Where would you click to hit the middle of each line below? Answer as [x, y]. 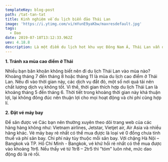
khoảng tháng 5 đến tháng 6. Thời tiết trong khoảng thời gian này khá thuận [83, 92]
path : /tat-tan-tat [25, 14]
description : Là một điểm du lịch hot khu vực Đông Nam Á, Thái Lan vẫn [82, 47]
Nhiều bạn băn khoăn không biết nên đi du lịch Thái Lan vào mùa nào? [78, 71]
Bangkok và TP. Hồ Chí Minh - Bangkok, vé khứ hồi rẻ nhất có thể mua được [83, 143]
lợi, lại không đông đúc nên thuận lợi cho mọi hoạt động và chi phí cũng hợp [83, 97]
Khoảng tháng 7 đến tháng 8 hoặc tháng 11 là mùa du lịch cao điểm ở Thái [81, 76]
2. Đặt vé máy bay [24, 112]
